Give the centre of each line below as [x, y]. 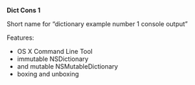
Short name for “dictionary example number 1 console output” [97, 24]
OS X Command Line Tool [55, 51]
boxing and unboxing [48, 74]
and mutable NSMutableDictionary [67, 66]
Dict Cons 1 [23, 10]
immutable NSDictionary [53, 59]
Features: [21, 38]
